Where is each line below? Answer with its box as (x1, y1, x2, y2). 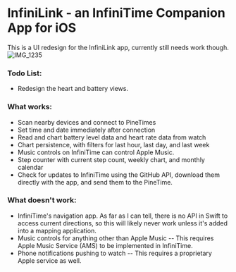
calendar (17, 163, 44, 171)
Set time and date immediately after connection (17, 125, 156, 134)
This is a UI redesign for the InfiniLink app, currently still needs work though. (7, 43, 229, 51)
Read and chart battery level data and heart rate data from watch (17, 132, 206, 142)
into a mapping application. (17, 226, 97, 235)
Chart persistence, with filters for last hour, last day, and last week (17, 140, 210, 149)
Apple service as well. (17, 256, 82, 265)
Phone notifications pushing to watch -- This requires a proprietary (17, 249, 213, 257)
